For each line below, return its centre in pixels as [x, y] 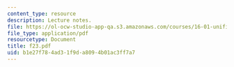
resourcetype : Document [42, 40]
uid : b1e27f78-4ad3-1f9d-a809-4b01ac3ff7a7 [71, 53]
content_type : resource [42, 14]
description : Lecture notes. [49, 20]
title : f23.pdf [29, 46]
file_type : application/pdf [48, 33]
